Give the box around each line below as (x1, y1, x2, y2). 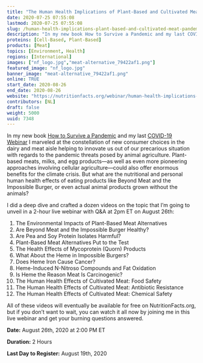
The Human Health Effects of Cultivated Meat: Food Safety (15, 277, 162, 284)
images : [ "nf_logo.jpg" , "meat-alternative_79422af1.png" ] (7, 59, 155, 65)
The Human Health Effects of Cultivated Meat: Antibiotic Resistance (15, 284, 184, 291)
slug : (7, 25, 20, 32)
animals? (7, 190, 29, 197)
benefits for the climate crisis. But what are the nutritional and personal (7, 170, 183, 178)
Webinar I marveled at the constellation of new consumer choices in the (7, 138, 186, 146)
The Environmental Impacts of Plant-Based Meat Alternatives (15, 220, 167, 227)
